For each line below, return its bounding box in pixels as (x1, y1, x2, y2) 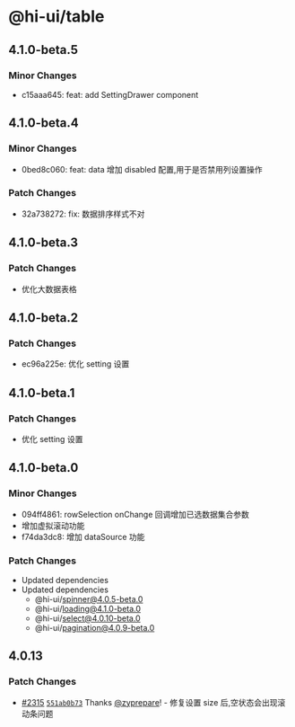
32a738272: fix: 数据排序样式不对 (21, 208, 145, 219)
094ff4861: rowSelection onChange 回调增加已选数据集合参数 (21, 509, 250, 519)
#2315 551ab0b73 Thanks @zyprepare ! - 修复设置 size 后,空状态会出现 (21, 696, 279, 707)
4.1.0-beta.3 (8, 235, 78, 251)
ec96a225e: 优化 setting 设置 (21, 359, 130, 369)
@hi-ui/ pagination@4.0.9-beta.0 (34, 622, 155, 633)
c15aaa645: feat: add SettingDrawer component (21, 89, 199, 100)
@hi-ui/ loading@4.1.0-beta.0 (34, 603, 141, 614)
